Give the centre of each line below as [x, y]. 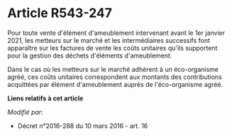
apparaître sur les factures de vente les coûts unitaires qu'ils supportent [112, 48]
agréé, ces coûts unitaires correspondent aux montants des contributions [115, 77]
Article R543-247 [60, 13]
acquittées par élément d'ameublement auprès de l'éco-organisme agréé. [115, 84]
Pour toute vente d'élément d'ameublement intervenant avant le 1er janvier [116, 33]
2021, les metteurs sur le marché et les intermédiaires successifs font [109, 40]
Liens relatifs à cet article [45, 98]
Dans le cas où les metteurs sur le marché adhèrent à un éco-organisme [113, 69]
